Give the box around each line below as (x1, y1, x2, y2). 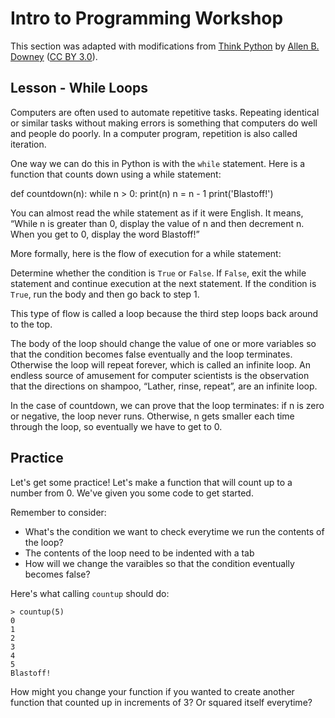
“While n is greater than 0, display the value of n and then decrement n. (10, 217, 305, 229)
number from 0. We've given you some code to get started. (10, 487, 254, 499)
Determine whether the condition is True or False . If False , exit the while (10, 267, 307, 279)
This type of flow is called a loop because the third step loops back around (10, 307, 319, 319)
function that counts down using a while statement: (10, 168, 222, 180)
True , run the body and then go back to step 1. (10, 288, 200, 300)
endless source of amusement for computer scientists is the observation (10, 369, 310, 381)
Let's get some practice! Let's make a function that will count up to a (10, 476, 293, 488)
